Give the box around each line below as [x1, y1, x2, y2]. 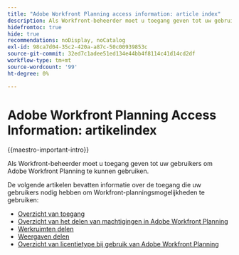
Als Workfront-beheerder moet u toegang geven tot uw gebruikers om [7, 160, 213, 168]
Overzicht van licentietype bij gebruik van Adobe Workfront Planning [17, 240, 219, 249]
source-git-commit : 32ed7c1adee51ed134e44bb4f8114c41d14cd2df [7, 51, 196, 58]
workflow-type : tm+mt [7, 57, 72, 64]
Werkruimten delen [17, 225, 74, 234]
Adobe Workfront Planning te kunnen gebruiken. [7, 167, 149, 175]
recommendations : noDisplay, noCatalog [7, 37, 126, 44]
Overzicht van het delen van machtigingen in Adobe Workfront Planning [17, 217, 229, 226]
